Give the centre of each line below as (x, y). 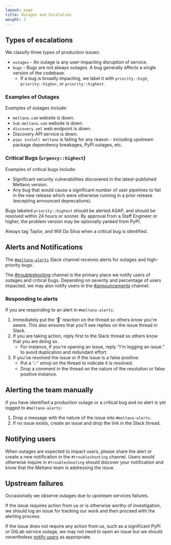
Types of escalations (39, 40)
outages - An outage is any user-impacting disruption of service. (80, 62)
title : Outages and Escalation (38, 15)
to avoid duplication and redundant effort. (64, 352)
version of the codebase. (39, 73)
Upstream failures (34, 483)
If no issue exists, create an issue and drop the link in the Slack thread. (87, 423)
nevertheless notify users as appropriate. (48, 537)
